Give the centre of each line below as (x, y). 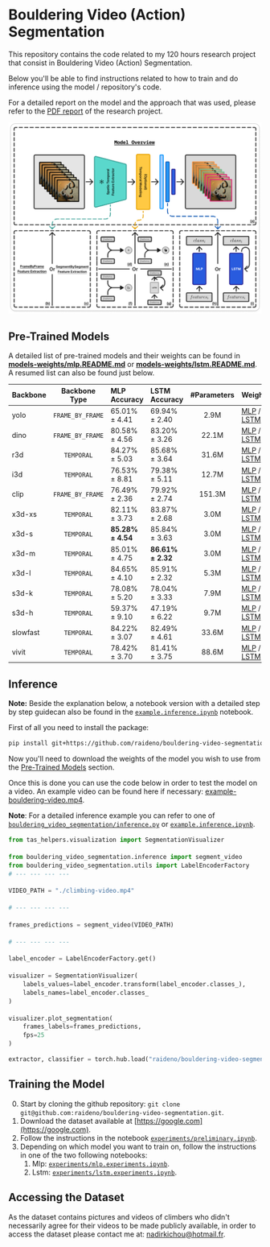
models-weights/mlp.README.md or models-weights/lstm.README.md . (133, 365)
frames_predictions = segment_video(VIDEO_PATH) (91, 925)
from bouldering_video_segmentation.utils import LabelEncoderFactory (129, 865)
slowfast (26, 633)
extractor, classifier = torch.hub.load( (79, 1059)
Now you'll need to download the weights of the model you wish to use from (135, 759)
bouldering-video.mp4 (45, 800)
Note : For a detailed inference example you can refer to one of (112, 816)
